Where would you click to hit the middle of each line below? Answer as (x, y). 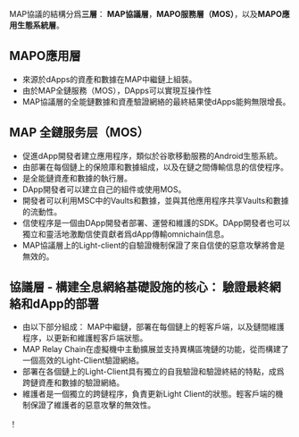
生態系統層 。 (40, 25)
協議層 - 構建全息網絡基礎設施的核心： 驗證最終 (139, 287)
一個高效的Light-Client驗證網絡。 (83, 360)
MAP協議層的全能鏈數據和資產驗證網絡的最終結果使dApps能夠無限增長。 (156, 101)
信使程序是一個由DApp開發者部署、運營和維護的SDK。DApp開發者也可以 (156, 223)
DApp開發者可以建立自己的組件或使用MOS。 (104, 189)
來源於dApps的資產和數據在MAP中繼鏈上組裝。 (109, 79)
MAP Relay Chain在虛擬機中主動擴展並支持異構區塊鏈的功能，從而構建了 (155, 349)
